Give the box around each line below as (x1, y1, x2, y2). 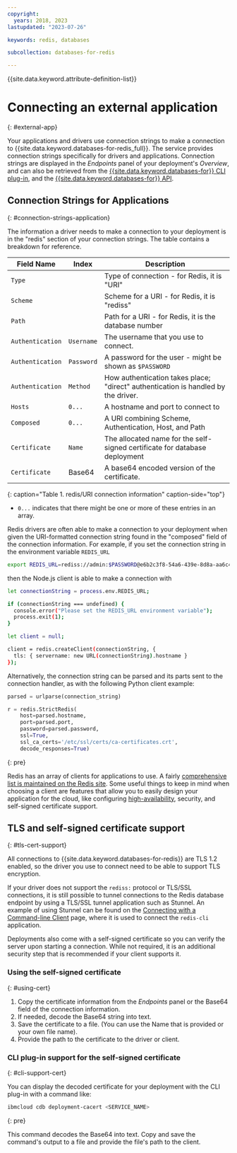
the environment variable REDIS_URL (7, 547, 111, 556)
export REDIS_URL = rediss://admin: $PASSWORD (7, 561, 138, 568)
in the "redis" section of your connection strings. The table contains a (7, 234, 209, 243)
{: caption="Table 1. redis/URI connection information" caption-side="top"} (7, 490, 226, 498)
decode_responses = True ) (20, 745, 90, 752)
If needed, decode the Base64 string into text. (17, 1012, 152, 1021)
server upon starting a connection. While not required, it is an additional (7, 942, 216, 951)
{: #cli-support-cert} (7, 1069, 67, 1077)
